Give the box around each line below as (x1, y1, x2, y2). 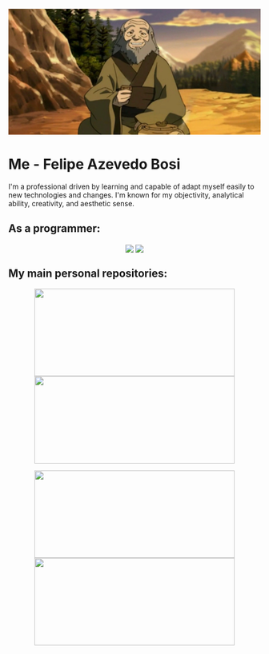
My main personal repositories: (8, 267, 168, 281)
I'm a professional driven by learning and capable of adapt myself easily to (8, 181, 255, 191)
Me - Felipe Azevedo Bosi (8, 155, 181, 173)
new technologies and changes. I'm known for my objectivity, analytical (8, 189, 244, 200)
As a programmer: (8, 221, 101, 236)
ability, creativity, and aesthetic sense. (8, 198, 134, 208)
